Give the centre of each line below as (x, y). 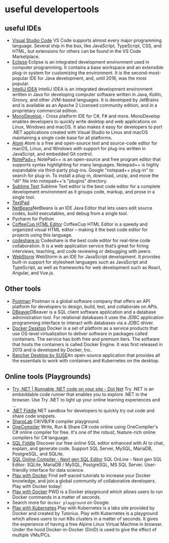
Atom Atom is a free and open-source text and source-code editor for (85, 143)
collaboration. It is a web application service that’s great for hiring (80, 246)
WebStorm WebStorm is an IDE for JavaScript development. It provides (86, 256)
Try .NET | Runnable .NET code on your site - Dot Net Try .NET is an (83, 389)
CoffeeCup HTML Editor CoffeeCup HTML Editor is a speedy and (80, 224)
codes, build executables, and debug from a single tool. (70, 213)
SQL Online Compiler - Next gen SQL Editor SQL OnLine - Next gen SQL (87, 459)
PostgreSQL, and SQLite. (38, 453)
